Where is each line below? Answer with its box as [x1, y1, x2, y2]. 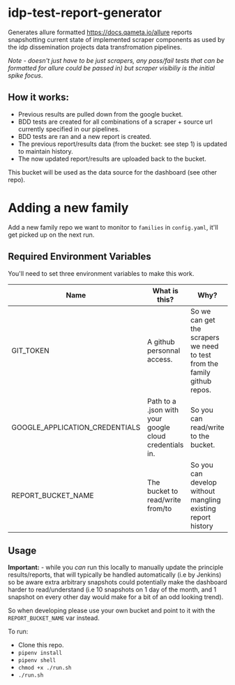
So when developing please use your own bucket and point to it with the [8, 606, 215, 615]
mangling [190, 494, 222, 504]
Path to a [146, 396, 176, 406]
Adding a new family [8, 200, 129, 216]
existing [190, 503, 217, 513]
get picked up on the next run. [8, 230, 95, 239]
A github [146, 337, 175, 346]
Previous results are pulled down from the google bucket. [17, 110, 183, 118]
